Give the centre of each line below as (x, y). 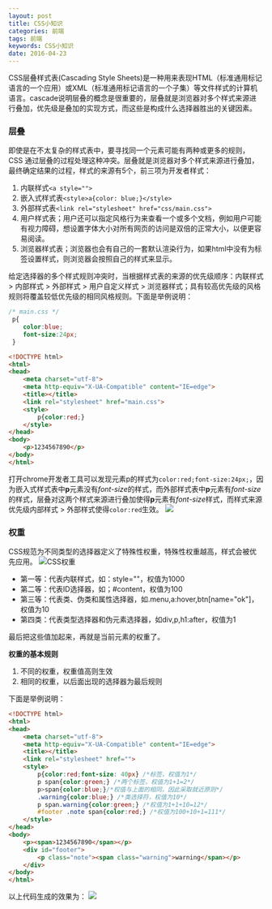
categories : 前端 (36, 31)
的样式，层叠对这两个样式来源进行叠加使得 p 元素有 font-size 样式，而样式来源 (136, 499)
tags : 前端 (25, 39)
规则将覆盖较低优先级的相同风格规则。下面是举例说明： (100, 296)
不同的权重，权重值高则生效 (66, 671)
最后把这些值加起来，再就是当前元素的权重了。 (86, 637)
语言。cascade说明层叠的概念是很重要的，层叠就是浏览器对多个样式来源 (129, 98)
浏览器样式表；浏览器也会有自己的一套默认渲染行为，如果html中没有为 (137, 249)
